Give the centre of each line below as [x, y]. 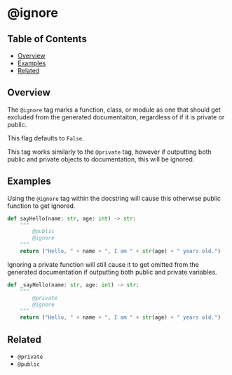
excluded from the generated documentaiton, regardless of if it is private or [116, 117]
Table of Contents [47, 39]
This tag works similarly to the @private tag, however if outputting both [109, 152]
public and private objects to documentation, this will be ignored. [101, 159]
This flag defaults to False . [46, 138]
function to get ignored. [41, 206]
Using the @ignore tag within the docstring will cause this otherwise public [114, 198]
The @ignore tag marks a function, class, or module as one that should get [114, 110]
